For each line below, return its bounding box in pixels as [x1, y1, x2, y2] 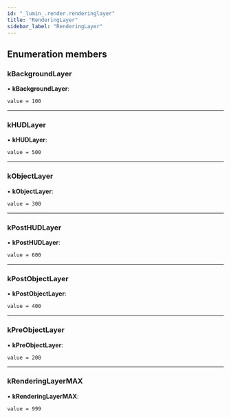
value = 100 [7, 98, 41, 105]
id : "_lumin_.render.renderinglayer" [7, 10, 115, 17]
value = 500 [7, 149, 41, 156]
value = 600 [7, 252, 41, 258]
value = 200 [7, 354, 41, 361]
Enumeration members [7, 48, 108, 60]
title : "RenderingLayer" [7, 16, 78, 23]
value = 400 [7, 303, 41, 310]
